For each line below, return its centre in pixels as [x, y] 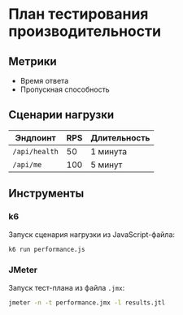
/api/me [27, 164]
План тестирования [78, 14]
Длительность [120, 137]
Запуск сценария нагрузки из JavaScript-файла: [92, 234]
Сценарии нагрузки [61, 115]
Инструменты [46, 194]
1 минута [109, 151]
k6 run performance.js [47, 249]
